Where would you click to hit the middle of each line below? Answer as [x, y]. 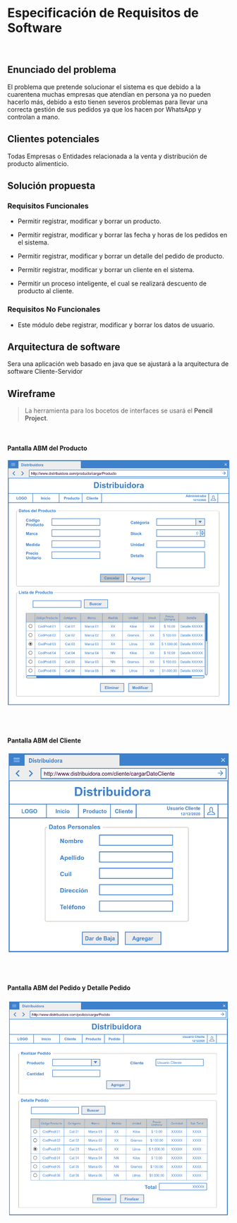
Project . [36, 418]
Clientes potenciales [54, 139]
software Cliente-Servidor [45, 372]
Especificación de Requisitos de [103, 13]
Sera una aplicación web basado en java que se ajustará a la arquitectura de [118, 364]
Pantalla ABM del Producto [47, 448]
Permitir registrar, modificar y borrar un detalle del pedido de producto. [121, 256]
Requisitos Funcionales [48, 206]
